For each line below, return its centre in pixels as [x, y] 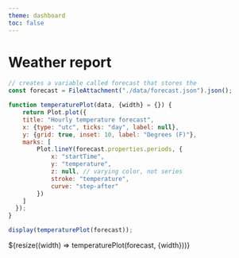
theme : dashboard [37, 15]
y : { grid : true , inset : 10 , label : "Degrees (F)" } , [110, 135]
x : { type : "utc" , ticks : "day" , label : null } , [101, 127]
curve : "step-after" [85, 186]
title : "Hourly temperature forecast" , [89, 120]
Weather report [60, 62]
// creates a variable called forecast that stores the [102, 83]
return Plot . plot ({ [55, 113]
